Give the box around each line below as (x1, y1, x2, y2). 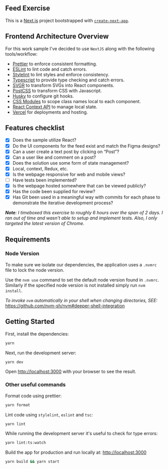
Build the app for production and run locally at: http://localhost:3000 (5, 449, 147, 455)
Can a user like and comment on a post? (12, 154, 97, 160)
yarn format (5, 402, 30, 407)
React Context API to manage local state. (12, 104, 98, 110)
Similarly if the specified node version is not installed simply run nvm (5, 282, 146, 288)
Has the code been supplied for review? (12, 189, 96, 194)
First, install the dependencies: (5, 331, 69, 337)
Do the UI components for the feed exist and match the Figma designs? (12, 143, 160, 149)
